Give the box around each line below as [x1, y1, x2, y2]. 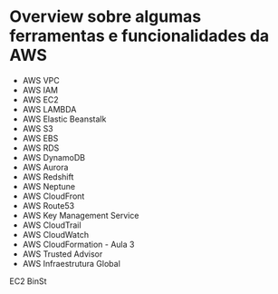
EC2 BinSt [9, 275, 47, 287]
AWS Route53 [22, 200, 75, 211]
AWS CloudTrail [22, 220, 81, 230]
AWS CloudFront [22, 191, 85, 201]
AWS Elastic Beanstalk [22, 113, 107, 124]
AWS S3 [22, 122, 54, 133]
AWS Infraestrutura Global [22, 258, 120, 269]
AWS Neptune [22, 181, 75, 191]
